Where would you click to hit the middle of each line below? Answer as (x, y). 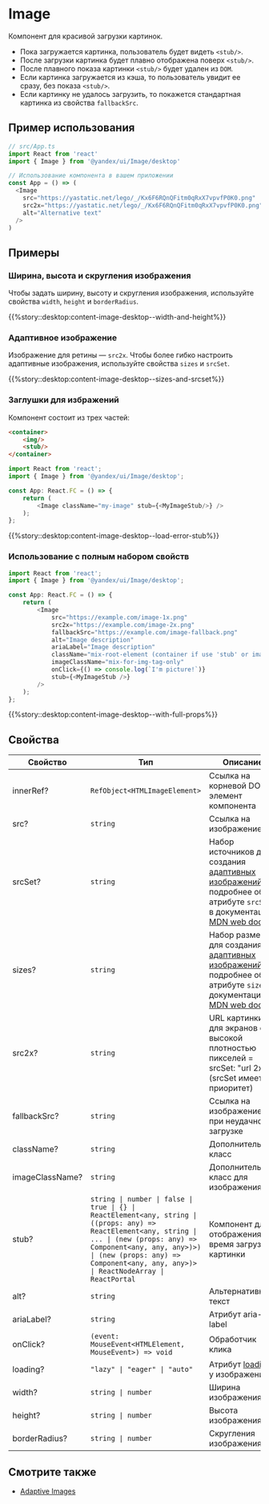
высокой (226, 1038)
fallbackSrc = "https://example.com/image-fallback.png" (145, 632)
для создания (236, 945)
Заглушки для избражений (64, 400)
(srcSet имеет (236, 1078)
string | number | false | (142, 1199)
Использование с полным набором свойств (99, 557)
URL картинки (236, 1018)
